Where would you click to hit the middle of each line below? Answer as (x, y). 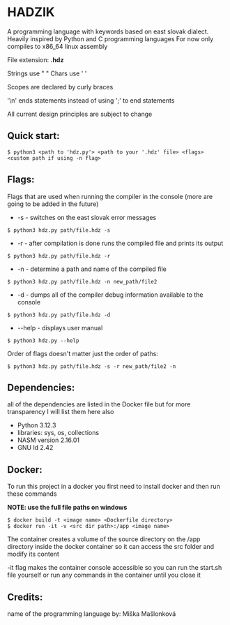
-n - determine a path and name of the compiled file (92, 269)
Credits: (25, 597)
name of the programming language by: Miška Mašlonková (92, 614)
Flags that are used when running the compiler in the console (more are (110, 196)
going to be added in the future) (53, 204)
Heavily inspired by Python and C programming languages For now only (110, 38)
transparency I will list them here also (61, 412)
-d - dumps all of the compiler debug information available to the (110, 295)
